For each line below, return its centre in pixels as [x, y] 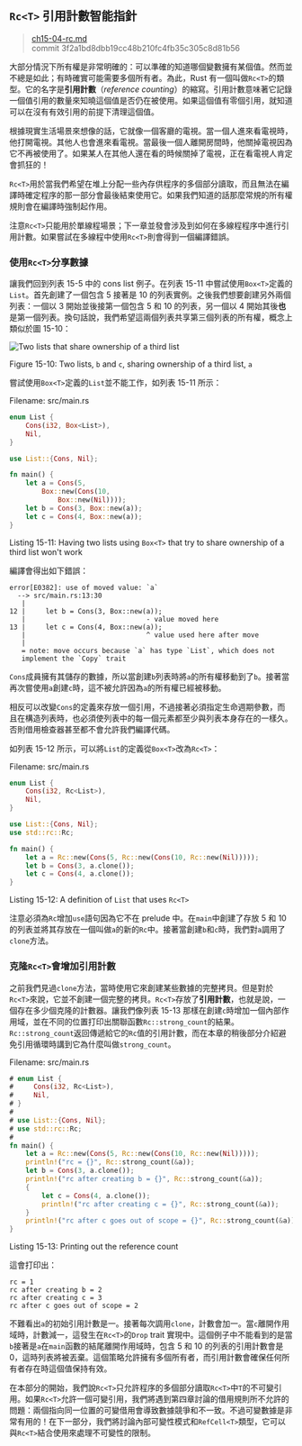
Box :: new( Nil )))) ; [92, 500]
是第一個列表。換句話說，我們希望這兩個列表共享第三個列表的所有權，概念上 [151, 317]
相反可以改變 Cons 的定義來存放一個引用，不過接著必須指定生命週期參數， [143, 706]
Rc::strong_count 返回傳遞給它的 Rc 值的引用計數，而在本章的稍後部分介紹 [144, 1032]
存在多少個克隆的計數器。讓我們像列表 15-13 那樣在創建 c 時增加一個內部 [149, 1010]
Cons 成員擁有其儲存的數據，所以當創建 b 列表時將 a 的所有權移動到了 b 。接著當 [150, 676]
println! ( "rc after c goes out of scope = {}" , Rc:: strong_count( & [154, 1221]
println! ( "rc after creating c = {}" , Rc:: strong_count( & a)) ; [160, 1204]
